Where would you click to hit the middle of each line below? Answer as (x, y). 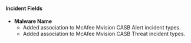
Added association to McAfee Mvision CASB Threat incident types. (104, 34)
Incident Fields (24, 8)
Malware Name (33, 21)
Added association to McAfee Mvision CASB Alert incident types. (102, 28)
